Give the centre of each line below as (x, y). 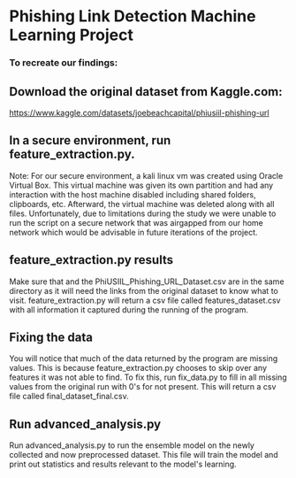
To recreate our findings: (64, 63)
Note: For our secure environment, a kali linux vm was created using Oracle (146, 175)
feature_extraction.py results (91, 260)
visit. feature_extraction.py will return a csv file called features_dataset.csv (145, 300)
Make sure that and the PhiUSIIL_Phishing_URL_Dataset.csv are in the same (147, 281)
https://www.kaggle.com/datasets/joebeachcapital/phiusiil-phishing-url (139, 112)
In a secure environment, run (90, 140)
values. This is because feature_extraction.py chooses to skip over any (138, 368)
